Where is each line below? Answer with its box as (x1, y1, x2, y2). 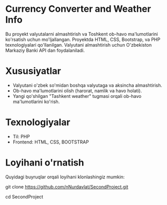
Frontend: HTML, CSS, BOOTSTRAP (12, 139, 89, 145)
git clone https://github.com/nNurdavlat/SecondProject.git (5, 183, 128, 190)
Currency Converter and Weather (5, 3, 152, 15)
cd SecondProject (5, 193, 44, 200)
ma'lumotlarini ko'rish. (12, 98, 60, 105)
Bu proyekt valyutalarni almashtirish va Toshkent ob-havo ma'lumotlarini (5, 31, 158, 37)
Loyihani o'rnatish (5, 157, 84, 168)
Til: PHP (12, 133, 30, 139)
